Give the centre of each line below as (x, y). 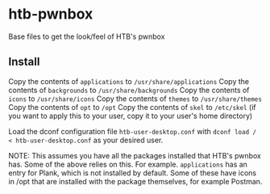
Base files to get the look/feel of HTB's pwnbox (87, 36)
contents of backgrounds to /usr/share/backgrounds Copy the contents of (129, 90)
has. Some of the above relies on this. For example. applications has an (128, 164)
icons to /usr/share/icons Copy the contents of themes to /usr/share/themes (135, 99)
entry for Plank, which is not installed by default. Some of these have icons (132, 173)
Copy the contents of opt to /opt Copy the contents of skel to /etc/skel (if (132, 107)
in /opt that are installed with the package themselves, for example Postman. (135, 181)
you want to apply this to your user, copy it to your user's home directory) (131, 116)
